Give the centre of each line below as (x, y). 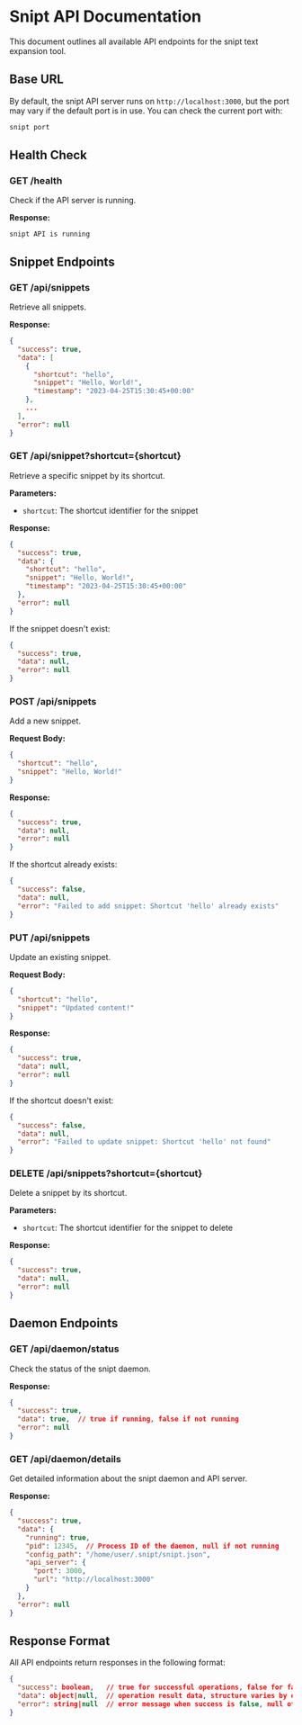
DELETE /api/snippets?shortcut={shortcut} (106, 1173)
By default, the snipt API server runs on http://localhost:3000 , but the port (149, 101)
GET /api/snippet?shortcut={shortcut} (95, 456)
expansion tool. (38, 50)
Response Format (60, 1641)
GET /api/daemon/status (64, 1349)
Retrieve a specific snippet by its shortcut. (87, 475)
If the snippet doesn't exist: (60, 628)
